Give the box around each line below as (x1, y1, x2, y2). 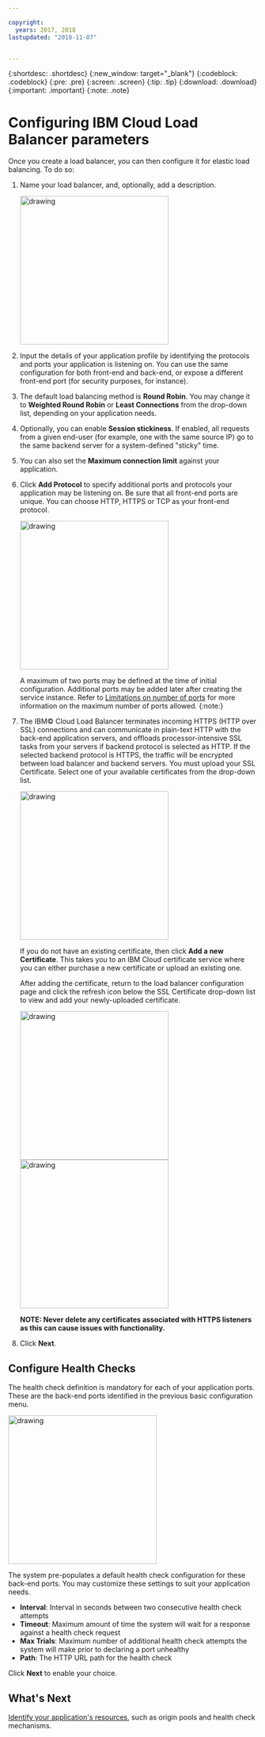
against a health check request (19, 1628, 121, 1637)
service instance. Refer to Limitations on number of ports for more (19, 693, 236, 702)
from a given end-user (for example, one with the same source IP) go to (19, 433, 254, 442)
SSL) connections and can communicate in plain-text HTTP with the (19, 725, 241, 735)
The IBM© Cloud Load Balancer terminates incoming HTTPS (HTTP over (19, 716, 257, 726)
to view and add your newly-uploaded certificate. (19, 995, 180, 1005)
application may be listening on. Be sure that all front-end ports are (19, 488, 239, 498)
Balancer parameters (8, 130, 150, 148)
